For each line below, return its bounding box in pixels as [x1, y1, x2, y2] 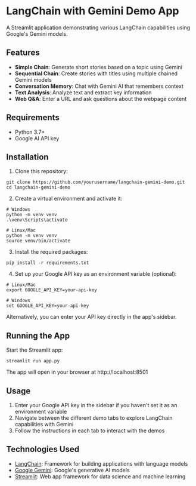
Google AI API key [14, 134, 60, 142]
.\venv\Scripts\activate [6, 217, 68, 223]
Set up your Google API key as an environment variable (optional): [14, 270, 177, 278]
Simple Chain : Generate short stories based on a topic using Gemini [14, 63, 183, 70]
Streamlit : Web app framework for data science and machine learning [14, 473, 186, 480]
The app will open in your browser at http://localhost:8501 [6, 368, 148, 376]
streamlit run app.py [6, 358, 60, 364]
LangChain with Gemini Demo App [6, 4, 179, 18]
